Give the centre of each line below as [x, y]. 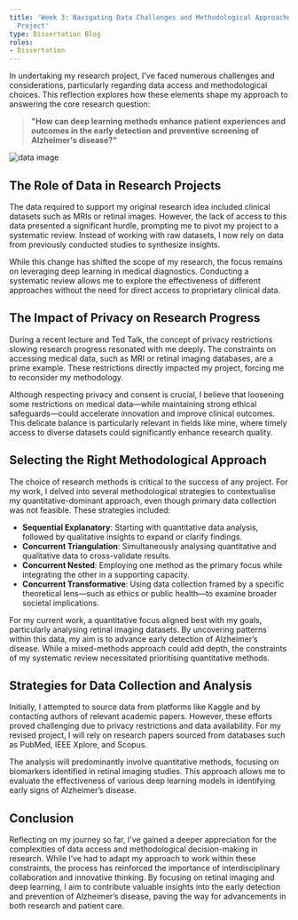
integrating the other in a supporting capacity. [106, 574]
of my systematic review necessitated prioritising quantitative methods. [140, 658]
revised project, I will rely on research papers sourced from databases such [147, 735]
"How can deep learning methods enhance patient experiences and [158, 122]
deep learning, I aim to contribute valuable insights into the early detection [145, 887]
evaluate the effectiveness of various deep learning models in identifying [142, 781]
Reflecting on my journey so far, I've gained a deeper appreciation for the [143, 840]
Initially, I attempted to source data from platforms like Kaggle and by [135, 707]
